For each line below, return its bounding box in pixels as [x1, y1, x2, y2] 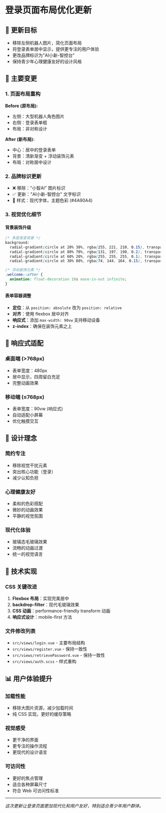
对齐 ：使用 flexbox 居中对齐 [12, 311, 69, 317]
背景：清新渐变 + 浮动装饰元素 [12, 153, 74, 159]
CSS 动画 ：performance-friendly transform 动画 [12, 608, 111, 614]
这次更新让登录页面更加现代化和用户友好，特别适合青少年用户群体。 [5, 803, 144, 809]
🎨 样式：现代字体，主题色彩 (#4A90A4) [12, 197, 93, 203]
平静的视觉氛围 [12, 513, 43, 519]
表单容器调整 [5, 293, 31, 299]
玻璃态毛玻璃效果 [12, 539, 47, 545]
